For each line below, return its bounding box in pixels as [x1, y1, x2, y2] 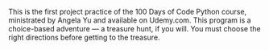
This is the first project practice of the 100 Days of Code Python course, [8, 7, 247, 16]
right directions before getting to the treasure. [8, 32, 160, 42]
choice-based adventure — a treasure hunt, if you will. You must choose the [8, 24, 261, 33]
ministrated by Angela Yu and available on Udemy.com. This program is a [8, 15, 251, 25]
